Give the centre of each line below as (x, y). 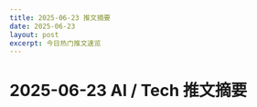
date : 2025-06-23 (43, 26)
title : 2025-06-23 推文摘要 (60, 18)
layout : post (34, 34)
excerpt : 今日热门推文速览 (55, 43)
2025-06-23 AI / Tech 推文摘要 (128, 91)
